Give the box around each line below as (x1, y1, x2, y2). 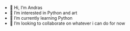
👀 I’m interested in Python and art (9, 10, 78, 16)
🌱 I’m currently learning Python (9, 15, 73, 21)
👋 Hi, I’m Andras (9, 5, 43, 10)
